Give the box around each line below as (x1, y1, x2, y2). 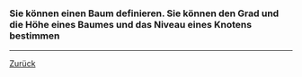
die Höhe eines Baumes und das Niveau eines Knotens (9, 18, 253, 30)
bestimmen (9, 30, 60, 42)
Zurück (9, 58, 36, 69)
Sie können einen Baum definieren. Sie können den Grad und (9, 7, 280, 20)
